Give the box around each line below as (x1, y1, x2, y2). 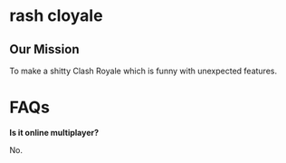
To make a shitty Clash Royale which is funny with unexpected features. (9, 65, 278, 76)
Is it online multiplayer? (9, 127, 100, 138)
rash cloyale (9, 5, 103, 26)
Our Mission (9, 42, 80, 57)
